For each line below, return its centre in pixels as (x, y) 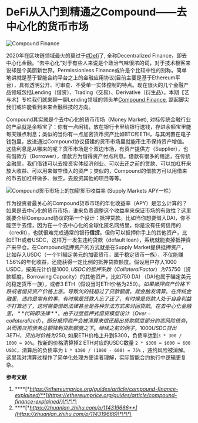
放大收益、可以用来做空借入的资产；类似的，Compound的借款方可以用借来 (97, 170)
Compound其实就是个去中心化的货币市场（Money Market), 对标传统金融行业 (99, 119)
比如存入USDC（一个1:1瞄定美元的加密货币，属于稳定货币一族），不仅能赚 (95, 254)
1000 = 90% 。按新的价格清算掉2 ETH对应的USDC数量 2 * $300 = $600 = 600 (98, 343)
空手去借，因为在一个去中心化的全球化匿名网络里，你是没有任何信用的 (96, 225)
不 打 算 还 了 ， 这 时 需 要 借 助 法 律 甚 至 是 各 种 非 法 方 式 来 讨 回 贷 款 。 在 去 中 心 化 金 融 (99, 305)
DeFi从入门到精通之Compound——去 (96, 12)
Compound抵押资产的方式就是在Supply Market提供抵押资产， (112, 247)
